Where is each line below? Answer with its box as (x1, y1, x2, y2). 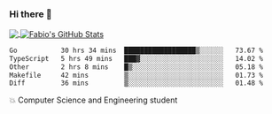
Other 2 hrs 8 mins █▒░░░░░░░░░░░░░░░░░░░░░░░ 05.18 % (9, 62, 264, 72)
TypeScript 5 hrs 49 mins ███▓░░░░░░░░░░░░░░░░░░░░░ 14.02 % (9, 54, 264, 63)
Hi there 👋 (9, 8, 53, 20)
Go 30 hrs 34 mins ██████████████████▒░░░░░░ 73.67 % (9, 46, 264, 55)
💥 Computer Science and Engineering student (9, 95, 178, 105)
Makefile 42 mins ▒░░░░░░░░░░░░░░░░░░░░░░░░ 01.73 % (9, 71, 264, 80)
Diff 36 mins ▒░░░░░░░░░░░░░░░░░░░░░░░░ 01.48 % (9, 79, 264, 87)
